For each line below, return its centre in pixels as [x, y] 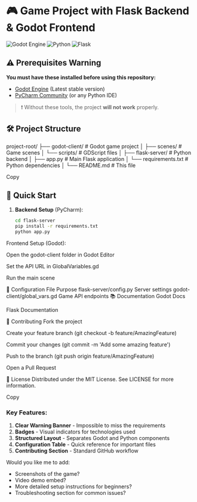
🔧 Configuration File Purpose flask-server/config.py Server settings [89, 289]
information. [21, 385]
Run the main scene [31, 278]
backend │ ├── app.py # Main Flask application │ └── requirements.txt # [97, 159]
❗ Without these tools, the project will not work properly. [90, 107]
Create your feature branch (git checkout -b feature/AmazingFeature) [92, 333]
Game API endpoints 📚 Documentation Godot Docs [122, 296]
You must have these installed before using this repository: [81, 77]
